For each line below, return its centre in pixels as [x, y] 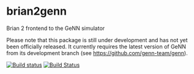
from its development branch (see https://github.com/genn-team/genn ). [97, 53]
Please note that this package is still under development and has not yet [97, 40]
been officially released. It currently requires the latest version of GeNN [96, 46]
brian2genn [37, 11]
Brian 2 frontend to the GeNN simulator [56, 28]
